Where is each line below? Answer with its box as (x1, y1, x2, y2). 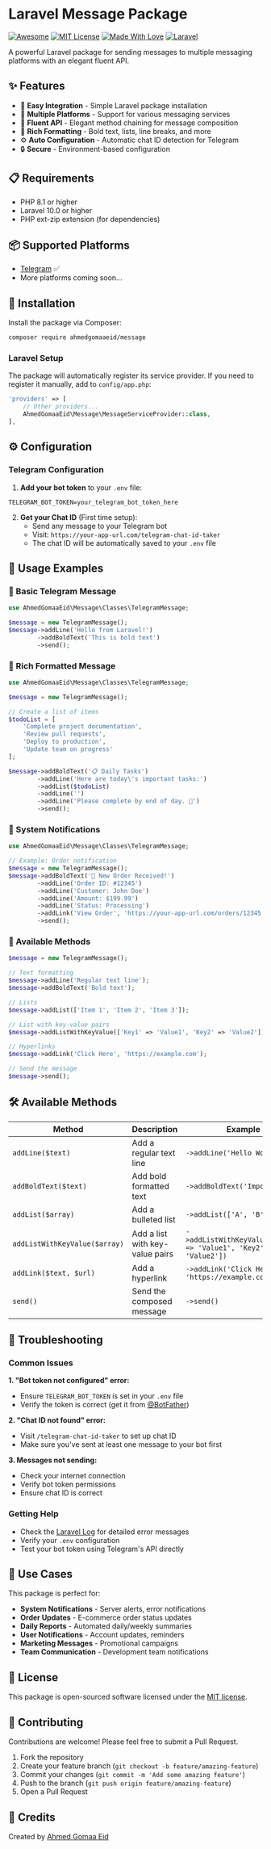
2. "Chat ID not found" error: (8, 1415, 106, 1425)
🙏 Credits (8, 1810, 56, 1824)
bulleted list (131, 1214, 176, 1225)
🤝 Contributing (8, 1715, 84, 1729)
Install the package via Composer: (8, 318, 123, 328)
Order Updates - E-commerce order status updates (19, 1612, 192, 1623)
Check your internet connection (19, 1471, 126, 1481)
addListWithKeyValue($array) (12, 1239, 124, 1248)
